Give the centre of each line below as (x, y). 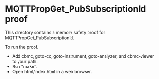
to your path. (25, 61)
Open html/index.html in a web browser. (52, 71)
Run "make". (25, 66)
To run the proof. (22, 47)
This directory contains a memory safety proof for (55, 32)
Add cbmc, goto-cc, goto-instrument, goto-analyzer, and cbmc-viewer (83, 56)
